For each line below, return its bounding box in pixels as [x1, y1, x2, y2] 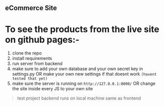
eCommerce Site [5, 4, 57, 12]
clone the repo [12, 50, 42, 56]
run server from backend [12, 61, 63, 67]
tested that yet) [12, 76, 48, 81]
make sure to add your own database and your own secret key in [12, 66, 143, 72]
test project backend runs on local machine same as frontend [17, 95, 141, 101]
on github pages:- [5, 34, 80, 45]
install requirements [12, 55, 52, 61]
